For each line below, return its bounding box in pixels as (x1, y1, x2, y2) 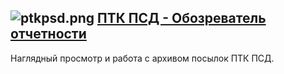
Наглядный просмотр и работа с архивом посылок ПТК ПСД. (10, 52, 275, 64)
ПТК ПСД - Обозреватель (96, 10, 267, 27)
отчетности (10, 26, 87, 43)
